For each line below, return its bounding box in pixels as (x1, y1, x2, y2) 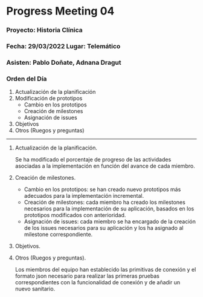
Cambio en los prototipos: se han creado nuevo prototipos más (24, 186, 181, 193)
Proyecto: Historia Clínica (6, 26, 83, 34)
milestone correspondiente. (24, 231, 93, 238)
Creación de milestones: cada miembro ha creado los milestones (24, 198, 185, 206)
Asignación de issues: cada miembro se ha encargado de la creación (24, 218, 196, 225)
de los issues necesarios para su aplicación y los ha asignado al (24, 224, 184, 232)
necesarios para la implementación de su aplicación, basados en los (24, 205, 195, 212)
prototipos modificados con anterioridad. (24, 212, 126, 219)
